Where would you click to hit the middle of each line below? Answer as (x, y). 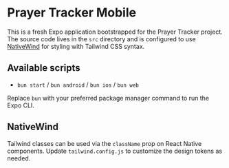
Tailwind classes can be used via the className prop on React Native (105, 143)
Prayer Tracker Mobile (72, 13)
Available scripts (44, 68)
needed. (19, 158)
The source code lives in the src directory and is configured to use (101, 39)
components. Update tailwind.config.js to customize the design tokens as (115, 151)
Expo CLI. (21, 105)
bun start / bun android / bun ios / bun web (78, 85)
